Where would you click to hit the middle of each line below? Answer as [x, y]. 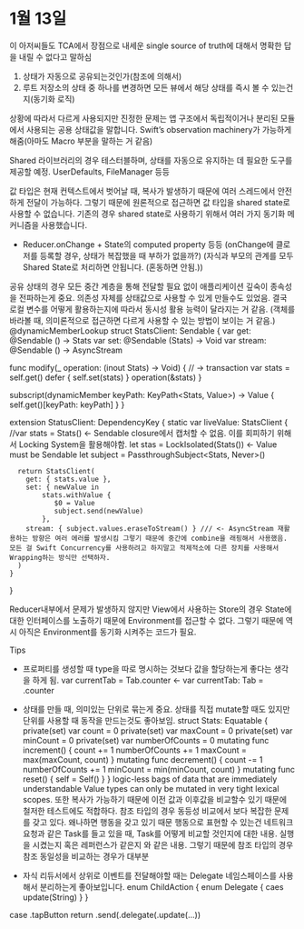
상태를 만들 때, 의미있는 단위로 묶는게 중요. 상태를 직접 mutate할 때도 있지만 [156, 709]
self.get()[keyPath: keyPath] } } [67, 405]
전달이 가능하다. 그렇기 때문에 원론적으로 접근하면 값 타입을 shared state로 [158, 202]
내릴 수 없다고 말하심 [55, 56]
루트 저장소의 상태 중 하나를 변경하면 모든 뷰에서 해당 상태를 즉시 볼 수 [146, 87]
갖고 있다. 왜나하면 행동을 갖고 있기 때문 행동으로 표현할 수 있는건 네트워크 [163, 822]
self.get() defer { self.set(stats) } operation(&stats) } [106, 377]
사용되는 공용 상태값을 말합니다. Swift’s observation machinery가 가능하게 [159, 129]
